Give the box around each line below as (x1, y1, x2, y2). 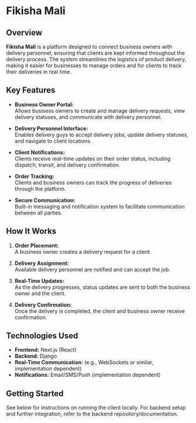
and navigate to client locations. (14, 137, 92, 144)
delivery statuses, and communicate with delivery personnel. (14, 113, 163, 120)
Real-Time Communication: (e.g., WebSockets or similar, (14, 359, 154, 366)
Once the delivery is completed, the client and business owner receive (14, 308, 185, 315)
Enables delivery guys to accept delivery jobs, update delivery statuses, (14, 131, 189, 138)
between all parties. (14, 209, 63, 216)
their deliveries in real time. (6, 68, 72, 75)
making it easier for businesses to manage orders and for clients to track (6, 62, 182, 69)
